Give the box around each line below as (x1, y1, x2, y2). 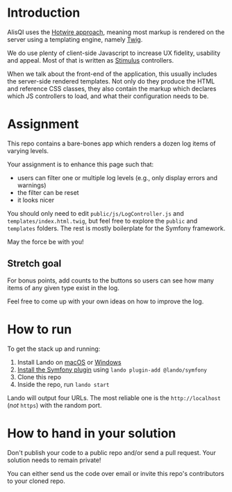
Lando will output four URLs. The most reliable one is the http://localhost (7, 393, 221, 402)
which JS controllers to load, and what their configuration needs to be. (7, 92, 209, 100)
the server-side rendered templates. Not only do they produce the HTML (7, 77, 215, 85)
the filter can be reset (17, 188, 79, 196)
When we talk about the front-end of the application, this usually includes (7, 70, 217, 78)
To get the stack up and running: (7, 344, 101, 353)
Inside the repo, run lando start (17, 380, 110, 388)
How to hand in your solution (7, 425, 176, 441)
